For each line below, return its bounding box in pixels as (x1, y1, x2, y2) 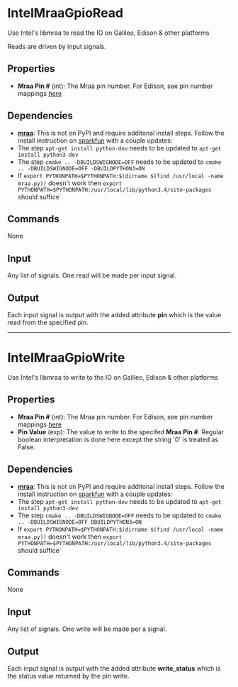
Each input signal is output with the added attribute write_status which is (7, 664, 221, 672)
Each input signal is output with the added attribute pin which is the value (7, 311, 222, 319)
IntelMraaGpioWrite (7, 350, 125, 366)
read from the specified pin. (7, 318, 89, 326)
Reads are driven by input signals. (7, 42, 106, 50)
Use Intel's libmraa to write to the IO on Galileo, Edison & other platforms (7, 373, 218, 381)
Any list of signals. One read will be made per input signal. (7, 271, 177, 280)
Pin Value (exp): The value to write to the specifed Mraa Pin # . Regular (17, 427, 225, 436)
